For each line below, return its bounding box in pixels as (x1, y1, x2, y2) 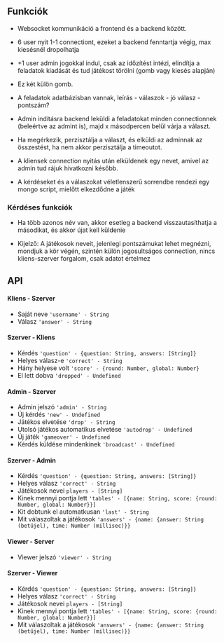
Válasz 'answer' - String (17, 317, 92, 325)
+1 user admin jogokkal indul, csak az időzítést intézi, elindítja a (17, 59, 200, 67)
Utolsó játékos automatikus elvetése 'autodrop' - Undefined (17, 425, 192, 434)
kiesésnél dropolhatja (17, 45, 80, 53)
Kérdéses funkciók (7, 203, 73, 212)
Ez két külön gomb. (17, 80, 73, 88)
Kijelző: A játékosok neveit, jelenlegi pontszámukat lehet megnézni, (17, 240, 211, 248)
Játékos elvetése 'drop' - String (17, 418, 115, 426)
